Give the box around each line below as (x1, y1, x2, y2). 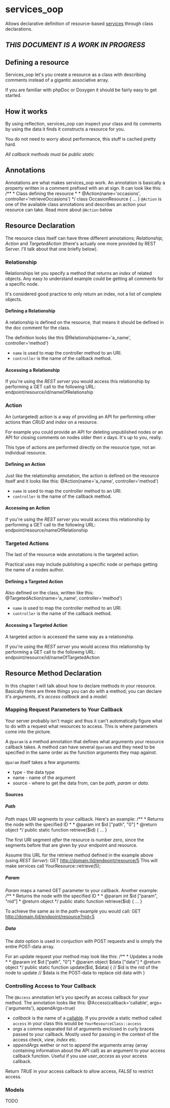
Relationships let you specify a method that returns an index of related (5, 270, 152, 276)
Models (5, 1086, 24, 1093)
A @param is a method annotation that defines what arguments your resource (5, 738, 164, 744)
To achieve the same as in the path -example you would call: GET (5, 908, 141, 914)
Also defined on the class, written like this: (5, 590, 94, 596)
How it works (5, 107, 48, 116)
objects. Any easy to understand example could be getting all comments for (5, 275, 164, 282)
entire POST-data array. (5, 944, 55, 950)
